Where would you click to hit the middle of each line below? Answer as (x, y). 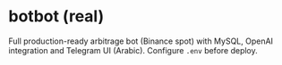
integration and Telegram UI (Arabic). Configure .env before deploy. (133, 50)
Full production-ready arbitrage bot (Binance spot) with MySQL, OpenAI (141, 41)
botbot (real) (56, 16)
